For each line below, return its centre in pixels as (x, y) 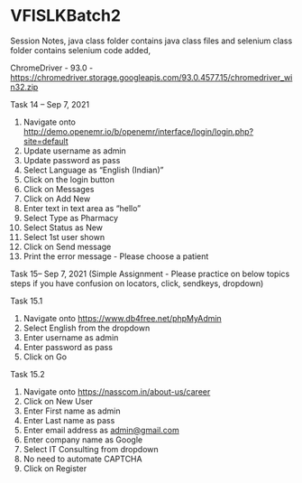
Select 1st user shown (64, 237)
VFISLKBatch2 (65, 16)
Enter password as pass (68, 347)
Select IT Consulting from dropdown (91, 449)
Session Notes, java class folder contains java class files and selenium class (151, 41)
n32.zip (24, 87)
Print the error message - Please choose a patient (116, 256)
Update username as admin (75, 151)
